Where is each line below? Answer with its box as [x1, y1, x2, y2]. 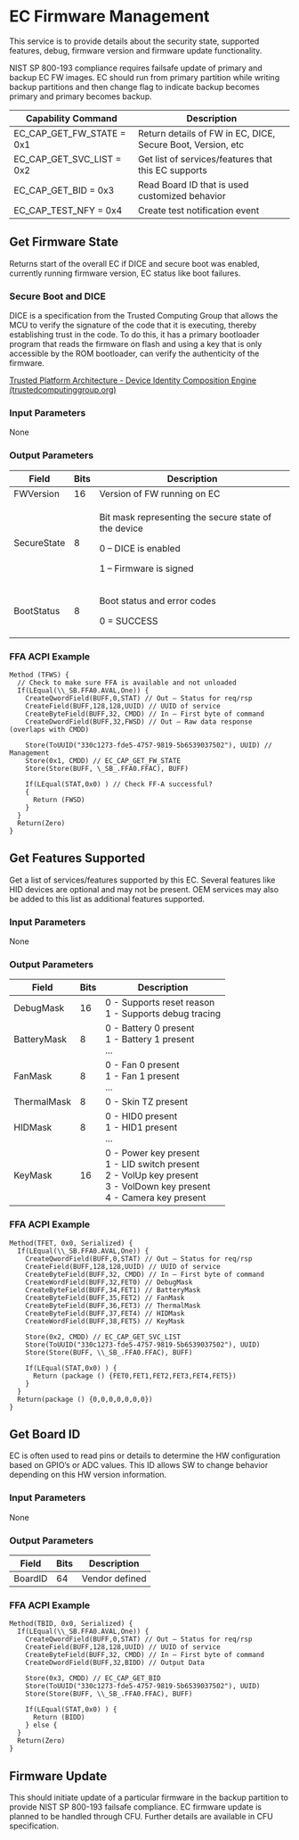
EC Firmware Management [9, 6, 210, 27]
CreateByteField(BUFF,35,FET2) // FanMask [25, 1293, 185, 1302]
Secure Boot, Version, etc [137, 138, 245, 151]
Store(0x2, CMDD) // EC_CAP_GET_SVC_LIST [25, 1332, 181, 1341]
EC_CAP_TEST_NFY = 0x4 [13, 203, 123, 216]
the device [99, 522, 144, 535]
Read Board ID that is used [137, 178, 249, 191]
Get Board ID [9, 1427, 81, 1442]
